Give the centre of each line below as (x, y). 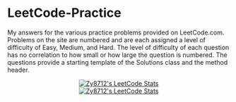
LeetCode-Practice (64, 13)
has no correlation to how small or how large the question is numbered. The (117, 55)
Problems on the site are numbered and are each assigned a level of (107, 39)
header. (18, 70)
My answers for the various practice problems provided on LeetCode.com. (116, 32)
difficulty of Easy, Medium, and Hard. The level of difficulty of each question (118, 47)
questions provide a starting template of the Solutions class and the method (118, 62)
